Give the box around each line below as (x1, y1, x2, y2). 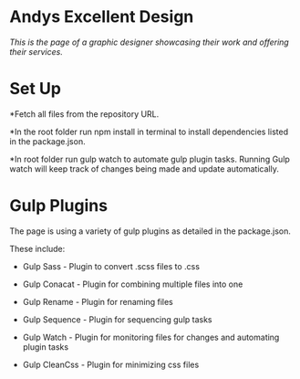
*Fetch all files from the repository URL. (9, 108, 160, 120)
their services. (9, 46, 64, 57)
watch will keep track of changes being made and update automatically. (9, 163, 280, 174)
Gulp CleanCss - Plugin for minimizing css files (22, 359, 200, 370)
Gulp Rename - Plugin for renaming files (22, 296, 173, 307)
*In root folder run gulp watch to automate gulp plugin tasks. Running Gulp (9, 153, 290, 164)
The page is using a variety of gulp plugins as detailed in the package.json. (9, 226, 292, 237)
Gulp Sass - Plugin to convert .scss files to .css (22, 260, 201, 271)
